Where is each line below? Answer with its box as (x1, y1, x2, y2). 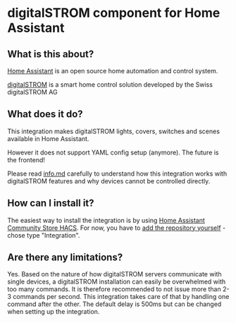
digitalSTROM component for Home (7, 5, 221, 21)
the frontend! (7, 155, 46, 164)
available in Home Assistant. (7, 134, 89, 142)
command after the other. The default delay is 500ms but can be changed (7, 300, 222, 308)
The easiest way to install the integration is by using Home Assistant (7, 216, 206, 224)
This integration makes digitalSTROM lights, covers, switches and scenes (7, 127, 221, 135)
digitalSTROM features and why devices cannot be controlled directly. (7, 176, 211, 185)
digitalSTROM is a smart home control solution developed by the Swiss (7, 80, 213, 89)
